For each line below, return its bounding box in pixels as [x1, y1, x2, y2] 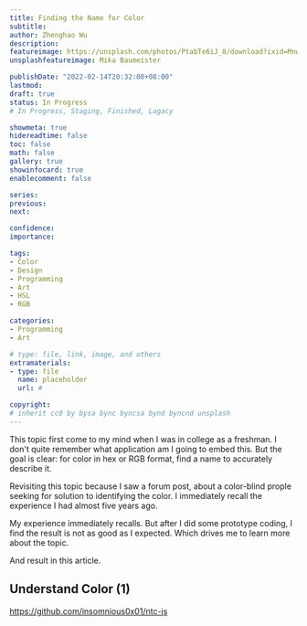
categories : [9, 316, 55, 325]
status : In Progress [9, 98, 89, 107]
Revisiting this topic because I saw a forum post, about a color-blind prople [9, 481, 292, 492]
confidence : [9, 224, 55, 233]
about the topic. [9, 536, 69, 548]
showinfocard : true [9, 165, 84, 175]
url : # [17, 384, 43, 393]
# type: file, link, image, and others [9, 349, 162, 359]
